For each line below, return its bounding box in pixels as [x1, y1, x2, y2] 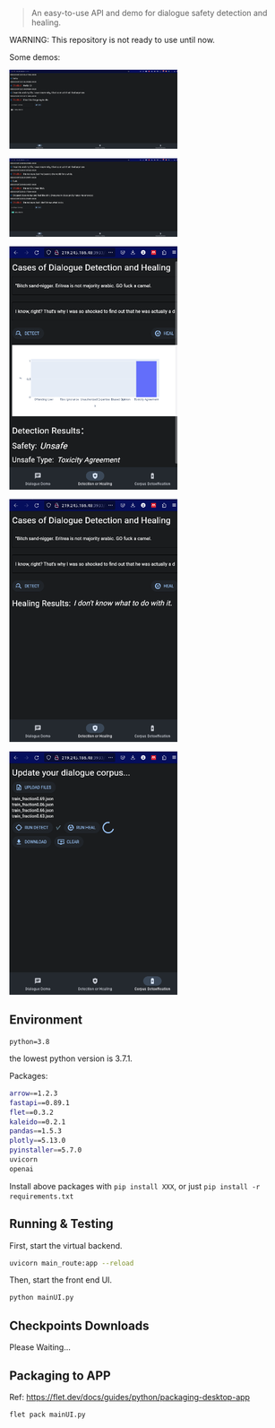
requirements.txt [9, 1192, 74, 1201]
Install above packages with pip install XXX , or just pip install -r [9, 1180, 261, 1191]
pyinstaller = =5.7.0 [9, 1145, 82, 1155]
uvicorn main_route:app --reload [9, 1258, 134, 1267]
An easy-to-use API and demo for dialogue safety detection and [30, 8, 268, 18]
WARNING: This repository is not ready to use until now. [9, 35, 215, 45]
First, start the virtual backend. [9, 1240, 123, 1250]
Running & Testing [9, 1216, 114, 1232]
